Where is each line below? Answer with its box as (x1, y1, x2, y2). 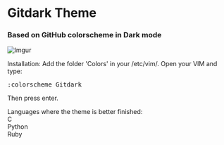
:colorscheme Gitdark (7, 81, 82, 89)
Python (7, 122, 28, 131)
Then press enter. (7, 94, 58, 103)
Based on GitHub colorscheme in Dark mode (7, 30, 162, 40)
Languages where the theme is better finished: (7, 108, 143, 116)
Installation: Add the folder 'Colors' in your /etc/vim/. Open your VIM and (7, 60, 218, 68)
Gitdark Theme (7, 5, 97, 21)
